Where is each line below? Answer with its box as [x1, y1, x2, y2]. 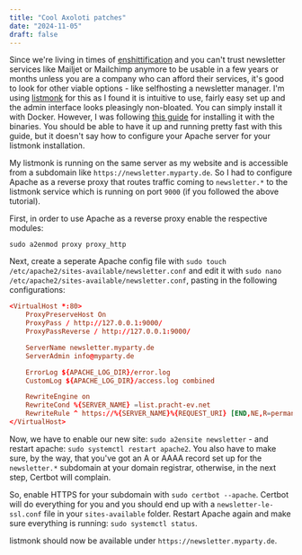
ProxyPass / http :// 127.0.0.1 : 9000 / [25, 319, 164, 328]
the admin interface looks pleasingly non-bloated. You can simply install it [9, 102, 283, 113]
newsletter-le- [217, 500, 274, 509]
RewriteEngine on [25, 392, 91, 401]
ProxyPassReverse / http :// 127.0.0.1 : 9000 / [25, 327, 191, 336]
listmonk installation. [9, 140, 85, 151]
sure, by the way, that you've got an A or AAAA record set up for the [9, 453, 262, 463]
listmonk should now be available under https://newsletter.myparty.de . [9, 535, 278, 546]
